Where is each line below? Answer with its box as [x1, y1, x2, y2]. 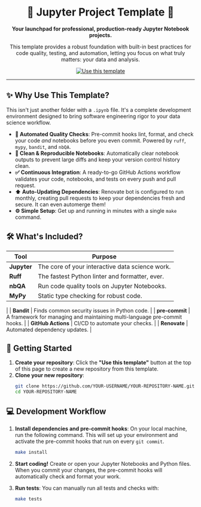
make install [14, 449, 48, 455]
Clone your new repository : [14, 372, 85, 379]
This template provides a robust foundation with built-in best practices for [10, 43, 191, 50]
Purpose [92, 252, 117, 261]
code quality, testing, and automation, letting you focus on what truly [16, 49, 185, 56]
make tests [14, 496, 42, 502]
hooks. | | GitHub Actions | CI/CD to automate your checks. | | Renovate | [6, 319, 188, 326]
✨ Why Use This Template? [6, 90, 109, 100]
